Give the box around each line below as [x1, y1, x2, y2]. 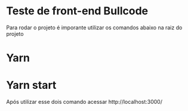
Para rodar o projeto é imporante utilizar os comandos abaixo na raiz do [6, 24, 183, 31]
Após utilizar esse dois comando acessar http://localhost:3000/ [6, 98, 163, 106]
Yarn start [6, 79, 57, 92]
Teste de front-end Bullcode [6, 4, 148, 18]
